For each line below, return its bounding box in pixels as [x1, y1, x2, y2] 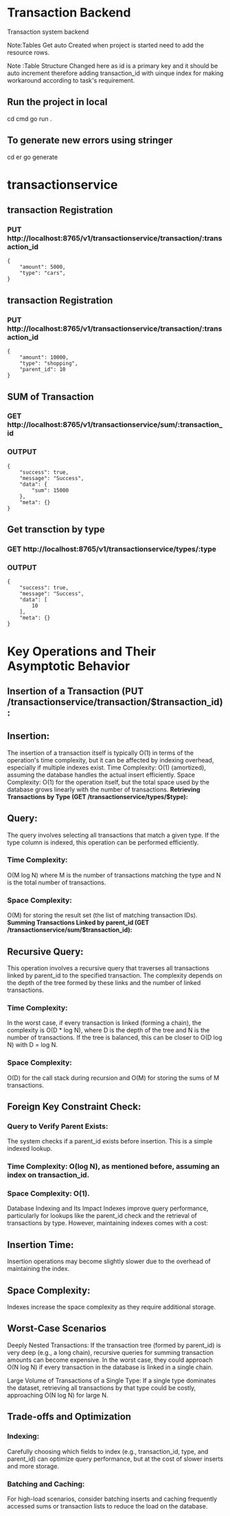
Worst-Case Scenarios [7, 1322, 106, 1334]
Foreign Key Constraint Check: [7, 1101, 141, 1112]
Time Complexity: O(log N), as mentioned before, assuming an [7, 1162, 220, 1172]
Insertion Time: [7, 1238, 74, 1251]
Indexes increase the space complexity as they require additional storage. [7, 1303, 216, 1311]
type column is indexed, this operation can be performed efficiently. [7, 838, 199, 847]
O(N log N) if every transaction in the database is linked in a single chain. [7, 1362, 214, 1371]
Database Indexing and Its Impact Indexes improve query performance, [7, 1204, 209, 1213]
